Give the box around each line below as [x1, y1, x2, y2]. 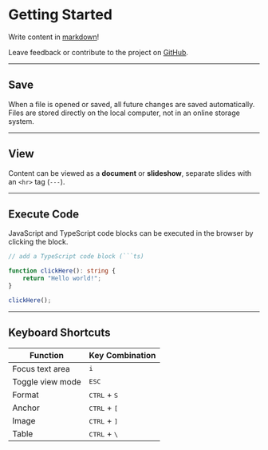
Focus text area [12, 363, 70, 374]
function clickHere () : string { [8, 267, 116, 275]
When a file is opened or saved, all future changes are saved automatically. [8, 99, 255, 109]
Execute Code [8, 207, 80, 221]
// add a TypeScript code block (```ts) [8, 253, 145, 261]
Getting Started [8, 6, 113, 24]
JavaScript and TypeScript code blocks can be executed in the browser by [8, 229, 254, 238]
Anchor [12, 402, 40, 413]
